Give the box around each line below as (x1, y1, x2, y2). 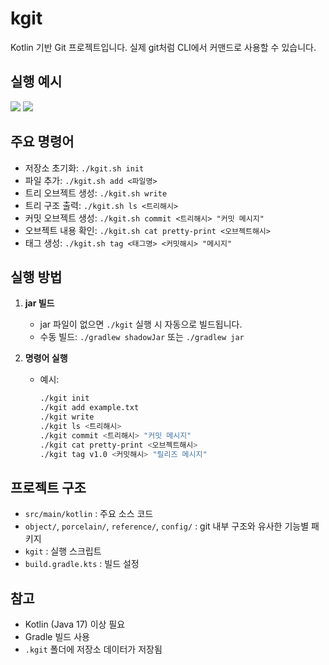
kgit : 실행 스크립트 (24, 545, 102, 557)
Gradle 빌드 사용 (24, 631, 90, 643)
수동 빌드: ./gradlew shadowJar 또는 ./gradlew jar (39, 331, 245, 343)
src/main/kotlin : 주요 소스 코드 (24, 508, 154, 520)
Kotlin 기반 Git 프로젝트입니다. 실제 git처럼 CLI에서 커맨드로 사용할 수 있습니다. (10, 41, 317, 53)
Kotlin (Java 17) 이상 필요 (24, 618, 126, 631)
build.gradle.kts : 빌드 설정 (24, 558, 140, 570)
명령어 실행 (24, 352, 68, 364)
